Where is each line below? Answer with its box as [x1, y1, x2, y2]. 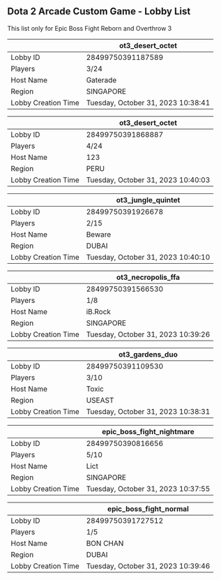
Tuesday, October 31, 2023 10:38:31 [86, 406, 211, 416]
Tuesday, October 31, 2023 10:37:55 [86, 484, 211, 493]
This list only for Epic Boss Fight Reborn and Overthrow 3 [7, 24, 172, 32]
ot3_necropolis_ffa [116, 272, 180, 282]
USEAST [86, 395, 114, 405]
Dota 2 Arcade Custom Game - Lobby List [7, 6, 191, 17]
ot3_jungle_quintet [116, 195, 181, 205]
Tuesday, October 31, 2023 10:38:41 [86, 98, 211, 107]
